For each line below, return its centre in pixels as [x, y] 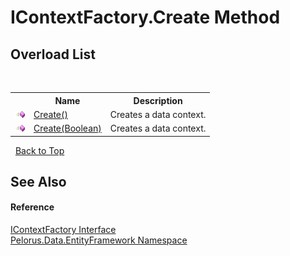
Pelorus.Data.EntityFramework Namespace [99, 240]
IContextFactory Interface [63, 230]
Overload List [53, 54]
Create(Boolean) [67, 128]
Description [158, 100]
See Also [38, 181]
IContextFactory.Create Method [145, 17]
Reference [32, 207]
